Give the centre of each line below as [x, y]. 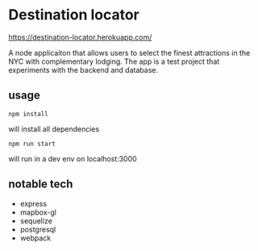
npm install [28, 114]
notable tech [41, 184]
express [33, 203]
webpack [35, 238]
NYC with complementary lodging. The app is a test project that [114, 61]
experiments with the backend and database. [83, 69]
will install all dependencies [54, 129]
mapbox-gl [38, 212]
